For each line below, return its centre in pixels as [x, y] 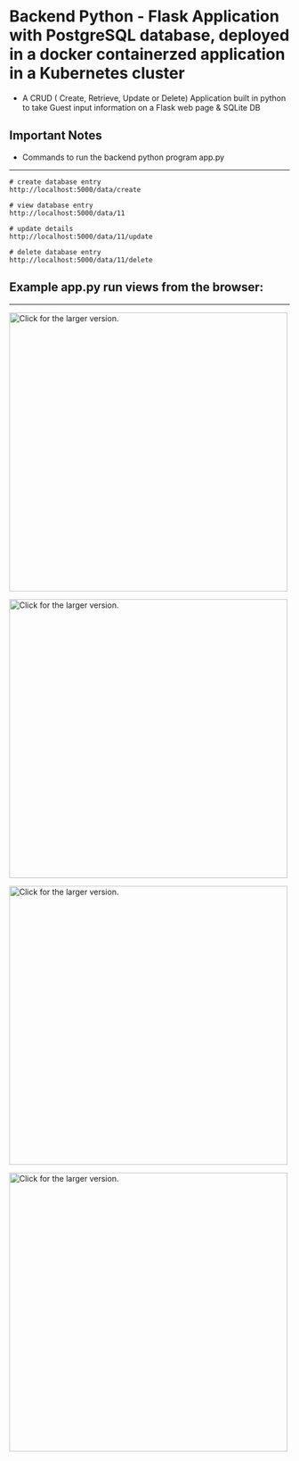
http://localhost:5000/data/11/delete [81, 260]
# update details [41, 228]
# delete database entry [55, 252]
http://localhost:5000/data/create [75, 189]
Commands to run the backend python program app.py [123, 157]
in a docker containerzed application [147, 54]
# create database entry [55, 182]
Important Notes [56, 136]
